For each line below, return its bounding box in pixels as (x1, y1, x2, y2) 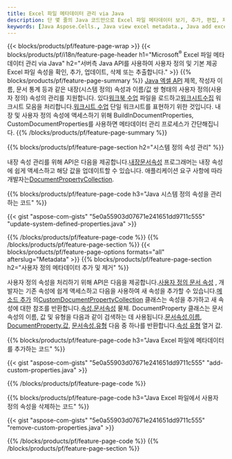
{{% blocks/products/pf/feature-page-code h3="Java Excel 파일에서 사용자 (7, 394, 219, 402)
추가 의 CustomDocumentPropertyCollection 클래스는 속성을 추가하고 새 (19, 296, 217, 304)
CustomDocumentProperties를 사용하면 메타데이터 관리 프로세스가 (7, 120, 190, 128)
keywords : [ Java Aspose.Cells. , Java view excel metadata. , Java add (7, 23, 212, 30)
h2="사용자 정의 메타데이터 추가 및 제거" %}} (7, 264, 129, 272)
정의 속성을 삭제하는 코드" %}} (7, 402, 90, 411)
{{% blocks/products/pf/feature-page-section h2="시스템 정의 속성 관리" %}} (7, 143, 224, 152)
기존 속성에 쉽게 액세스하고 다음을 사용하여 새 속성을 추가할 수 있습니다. (25, 287, 217, 295)
